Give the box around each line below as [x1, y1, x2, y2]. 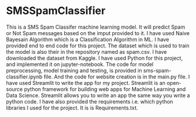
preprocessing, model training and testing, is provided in [6, 67, 142, 74]
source [6, 85, 23, 92]
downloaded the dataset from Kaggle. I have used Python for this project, [6, 54, 183, 61]
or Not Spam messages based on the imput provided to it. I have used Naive [6, 29, 190, 36]
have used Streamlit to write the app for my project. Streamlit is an [6, 79, 166, 86]
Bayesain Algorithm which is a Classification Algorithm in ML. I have [6, 36, 170, 43]
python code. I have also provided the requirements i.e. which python [6, 98, 174, 105]
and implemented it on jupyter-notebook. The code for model [6, 60, 154, 68]
